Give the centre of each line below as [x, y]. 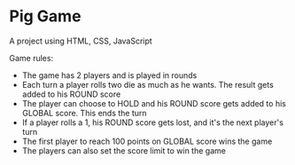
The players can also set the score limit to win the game [124, 150]
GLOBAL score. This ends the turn [85, 113]
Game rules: [31, 58]
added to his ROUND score [71, 94]
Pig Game [45, 16]
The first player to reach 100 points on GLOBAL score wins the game [147, 141]
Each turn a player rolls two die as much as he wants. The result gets [148, 84]
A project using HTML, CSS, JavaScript [81, 41]
